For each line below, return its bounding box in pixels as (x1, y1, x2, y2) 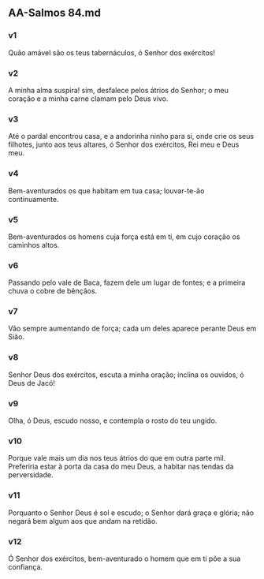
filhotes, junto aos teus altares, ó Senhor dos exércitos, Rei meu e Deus (8, 140, 240, 149)
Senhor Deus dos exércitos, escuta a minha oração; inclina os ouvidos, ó (8, 370, 244, 379)
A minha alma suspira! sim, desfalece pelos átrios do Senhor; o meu (8, 85, 229, 95)
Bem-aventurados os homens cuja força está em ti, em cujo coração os (8, 232, 240, 241)
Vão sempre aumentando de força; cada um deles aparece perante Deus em (8, 323, 257, 334)
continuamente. (8, 194, 59, 204)
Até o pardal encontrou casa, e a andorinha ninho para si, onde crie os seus (8, 132, 255, 141)
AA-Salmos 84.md (8, 6, 101, 20)
